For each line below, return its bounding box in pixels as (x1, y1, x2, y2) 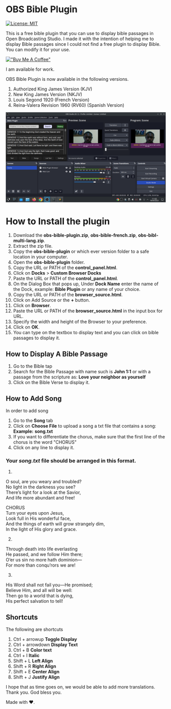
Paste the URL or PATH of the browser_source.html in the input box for (13, 308, 163, 314)
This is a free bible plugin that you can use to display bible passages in (6, 30, 154, 36)
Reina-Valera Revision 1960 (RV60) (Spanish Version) (13, 102, 125, 108)
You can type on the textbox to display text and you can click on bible (13, 330, 159, 336)
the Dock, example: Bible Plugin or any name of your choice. (13, 286, 141, 292)
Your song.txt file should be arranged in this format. (6, 457, 136, 464)
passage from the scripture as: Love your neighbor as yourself (13, 374, 146, 380)
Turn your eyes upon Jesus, (6, 510, 64, 516)
